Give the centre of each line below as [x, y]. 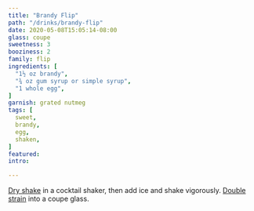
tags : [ [21, 111]
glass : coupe [29, 37]
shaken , [28, 139]
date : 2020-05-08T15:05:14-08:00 [63, 30]
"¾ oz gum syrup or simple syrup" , [73, 81]
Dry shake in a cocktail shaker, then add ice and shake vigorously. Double [127, 191]
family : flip [29, 60]
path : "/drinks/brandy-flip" [56, 23]
